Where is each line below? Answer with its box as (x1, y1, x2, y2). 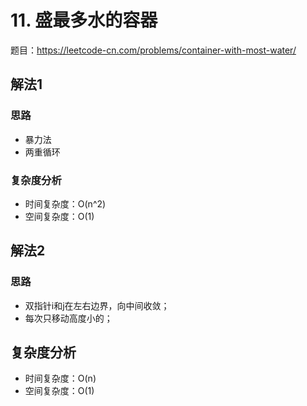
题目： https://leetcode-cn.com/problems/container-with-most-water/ (10, 44, 297, 56)
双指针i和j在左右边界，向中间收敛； (24, 299, 170, 311)
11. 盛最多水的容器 (10, 9, 158, 32)
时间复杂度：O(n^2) (24, 197, 107, 210)
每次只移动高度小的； (24, 312, 113, 324)
